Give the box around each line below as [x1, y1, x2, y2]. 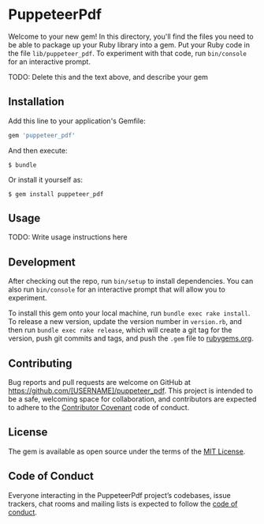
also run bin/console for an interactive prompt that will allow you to [8, 285, 226, 294]
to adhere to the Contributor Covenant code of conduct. [8, 403, 190, 413]
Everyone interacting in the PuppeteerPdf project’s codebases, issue [8, 490, 231, 499]
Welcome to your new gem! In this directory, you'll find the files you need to [8, 32, 254, 41]
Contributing [8, 356, 73, 370]
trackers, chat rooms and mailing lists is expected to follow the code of [8, 499, 238, 508]
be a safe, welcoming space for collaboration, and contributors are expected [8, 394, 257, 404]
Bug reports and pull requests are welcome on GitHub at [8, 378, 191, 387]
